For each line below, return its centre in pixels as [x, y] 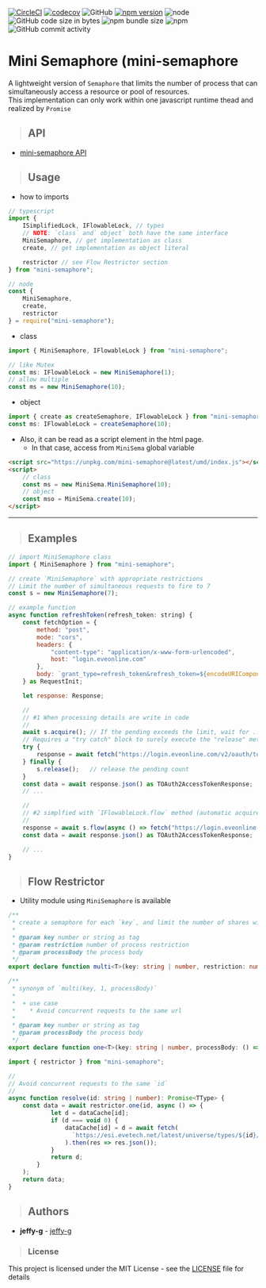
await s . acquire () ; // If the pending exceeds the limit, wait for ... [143, 732]
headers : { [55, 644]
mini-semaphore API [53, 152]
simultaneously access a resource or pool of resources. [99, 91]
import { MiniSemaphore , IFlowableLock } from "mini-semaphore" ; [118, 350]
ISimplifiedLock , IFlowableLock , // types [93, 226]
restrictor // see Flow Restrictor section [95, 262]
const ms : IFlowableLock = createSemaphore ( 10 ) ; [90, 425]
